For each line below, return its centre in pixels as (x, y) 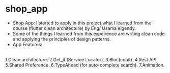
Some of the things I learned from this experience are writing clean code (89, 33)
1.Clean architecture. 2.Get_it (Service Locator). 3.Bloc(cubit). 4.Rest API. (81, 59)
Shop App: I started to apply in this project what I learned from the (82, 23)
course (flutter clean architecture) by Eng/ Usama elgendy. (74, 28)
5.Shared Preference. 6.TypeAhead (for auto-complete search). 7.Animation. (85, 65)
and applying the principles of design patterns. (62, 39)
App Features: (27, 44)
